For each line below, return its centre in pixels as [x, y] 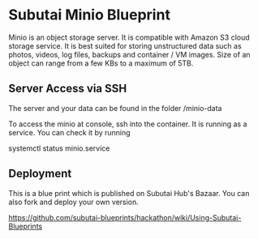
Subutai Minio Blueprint [89, 15]
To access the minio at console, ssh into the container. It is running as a [128, 124]
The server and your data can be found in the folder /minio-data [115, 108]
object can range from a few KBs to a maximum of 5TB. [101, 63]
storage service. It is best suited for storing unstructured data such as [125, 45]
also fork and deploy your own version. [74, 202]
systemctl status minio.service [59, 148]
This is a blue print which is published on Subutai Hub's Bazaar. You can [129, 193]
